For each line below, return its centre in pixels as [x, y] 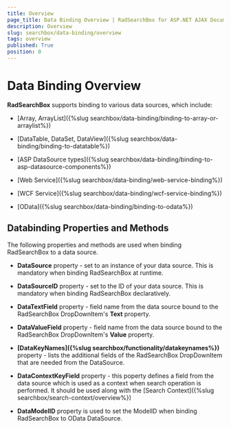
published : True [30, 45]
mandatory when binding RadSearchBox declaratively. [94, 293]
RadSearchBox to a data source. [53, 252]
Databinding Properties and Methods [88, 228]
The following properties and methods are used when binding [95, 245]
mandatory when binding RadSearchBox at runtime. [90, 273]
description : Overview [40, 26]
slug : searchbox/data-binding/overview [64, 33]
